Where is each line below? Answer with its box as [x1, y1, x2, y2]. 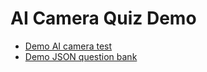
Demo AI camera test [24, 40, 113, 52]
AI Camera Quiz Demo [10, 7, 197, 30]
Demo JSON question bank [24, 50, 138, 62]
